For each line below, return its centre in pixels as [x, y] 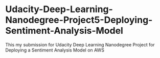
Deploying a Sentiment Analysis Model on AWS [55, 50]
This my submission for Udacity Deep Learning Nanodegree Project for [80, 44]
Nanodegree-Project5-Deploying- [79, 20]
